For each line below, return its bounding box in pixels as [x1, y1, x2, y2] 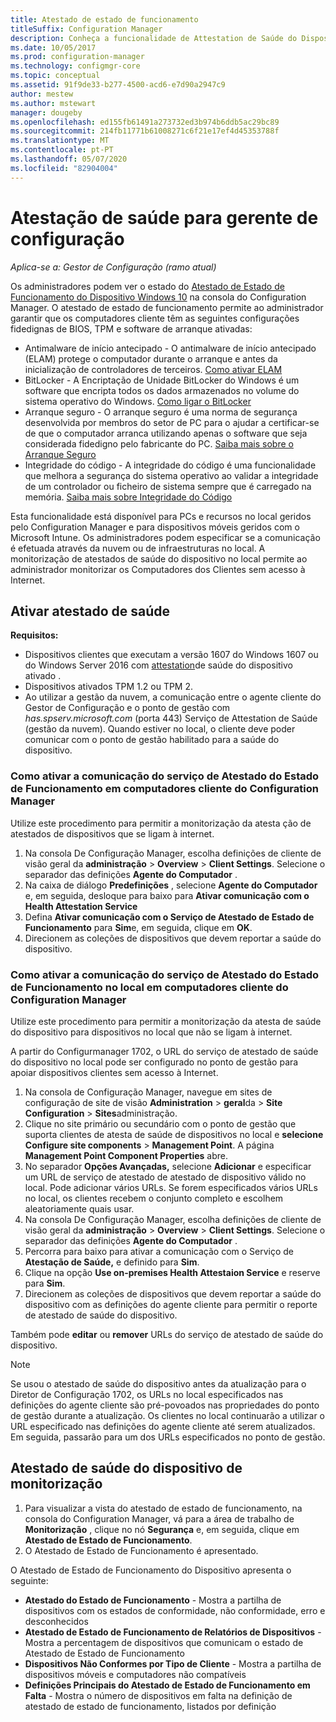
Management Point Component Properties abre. [24, 1149, 228, 1161]
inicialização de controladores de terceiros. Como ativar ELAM [24, 363, 283, 375]
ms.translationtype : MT [10, 136, 110, 146]
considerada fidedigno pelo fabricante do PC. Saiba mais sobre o [24, 437, 294, 450]
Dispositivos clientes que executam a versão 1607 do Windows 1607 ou [24, 649, 319, 661]
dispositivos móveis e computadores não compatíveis [24, 1668, 247, 1680]
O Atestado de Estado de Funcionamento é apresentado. [24, 1544, 259, 1556]
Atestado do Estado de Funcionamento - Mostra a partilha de [24, 1594, 282, 1606]
